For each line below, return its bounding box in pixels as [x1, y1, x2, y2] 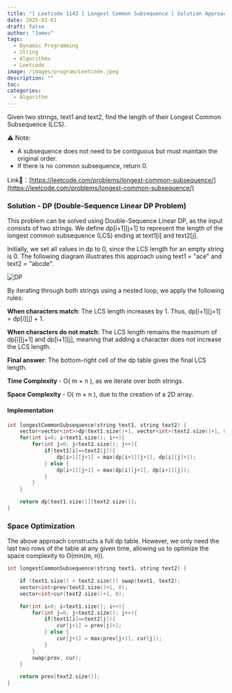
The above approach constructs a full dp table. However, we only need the [7, 537, 220, 546]
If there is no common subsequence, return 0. [17, 162, 148, 170]
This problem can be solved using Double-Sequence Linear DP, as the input [7, 217, 223, 225]
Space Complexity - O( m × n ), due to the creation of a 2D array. [7, 390, 193, 399]
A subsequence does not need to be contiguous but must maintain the [17, 147, 217, 155]
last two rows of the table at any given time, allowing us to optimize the [7, 544, 209, 552]
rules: [7, 294, 23, 302]
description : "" [7, 74, 54, 82]
